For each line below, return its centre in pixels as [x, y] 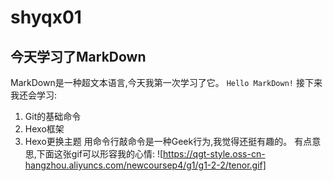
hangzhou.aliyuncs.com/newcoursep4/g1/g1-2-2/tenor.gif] [145, 165]
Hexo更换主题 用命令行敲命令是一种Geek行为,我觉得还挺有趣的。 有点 [168, 141]
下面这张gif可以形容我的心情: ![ [100, 154]
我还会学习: [34, 95]
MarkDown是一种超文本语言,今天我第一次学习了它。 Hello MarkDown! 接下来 [166, 82]
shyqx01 [46, 17]
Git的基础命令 [53, 116]
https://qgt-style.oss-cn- [214, 154]
